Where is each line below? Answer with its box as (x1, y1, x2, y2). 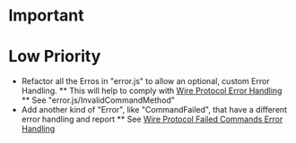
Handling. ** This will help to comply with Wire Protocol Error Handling (21, 86, 283, 97)
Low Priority (8, 46, 101, 67)
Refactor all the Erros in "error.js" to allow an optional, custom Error (21, 76, 270, 87)
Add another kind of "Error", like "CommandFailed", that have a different (21, 105, 288, 115)
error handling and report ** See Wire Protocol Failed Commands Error (21, 114, 283, 125)
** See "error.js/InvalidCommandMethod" (21, 95, 176, 105)
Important (8, 5, 84, 26)
